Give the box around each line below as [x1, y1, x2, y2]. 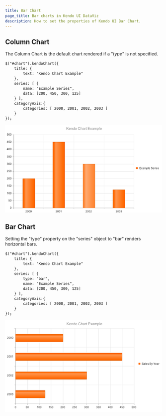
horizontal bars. [5, 241, 37, 247]
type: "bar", [23, 276, 50, 281]
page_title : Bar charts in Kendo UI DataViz [5, 13, 99, 18]
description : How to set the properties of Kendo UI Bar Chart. [5, 18, 141, 23]
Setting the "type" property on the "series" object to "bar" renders [5, 236, 141, 242]
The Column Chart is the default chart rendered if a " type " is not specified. [5, 51, 158, 57]
